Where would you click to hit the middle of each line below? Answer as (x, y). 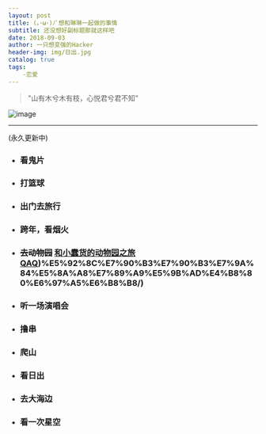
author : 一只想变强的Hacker (51, 45)
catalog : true (32, 60)
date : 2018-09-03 (37, 38)
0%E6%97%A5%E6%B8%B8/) (82, 284)
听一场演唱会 (44, 306)
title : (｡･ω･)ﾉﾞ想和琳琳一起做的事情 (63, 23)
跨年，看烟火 (44, 230)
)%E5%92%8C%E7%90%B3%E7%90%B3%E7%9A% (146, 264)
